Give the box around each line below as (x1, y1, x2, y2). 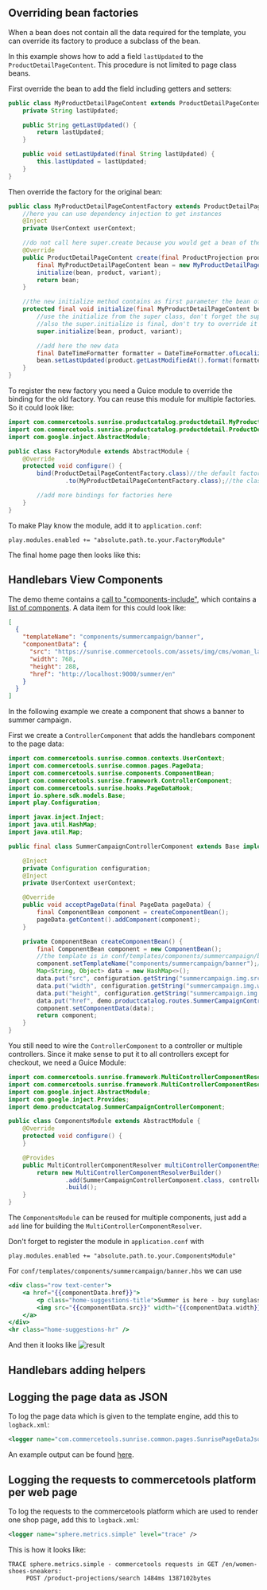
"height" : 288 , (29, 662, 80, 670)
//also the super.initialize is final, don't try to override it (37, 320, 258, 328)
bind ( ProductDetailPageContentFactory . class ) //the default (37, 469, 237, 477)
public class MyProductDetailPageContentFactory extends (8, 202, 201, 210)
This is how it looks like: (8, 1545, 87, 1554)
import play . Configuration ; (8, 799, 102, 807)
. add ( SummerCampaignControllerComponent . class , (64, 1176, 226, 1184)
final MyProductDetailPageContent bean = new (37, 261, 191, 269)
